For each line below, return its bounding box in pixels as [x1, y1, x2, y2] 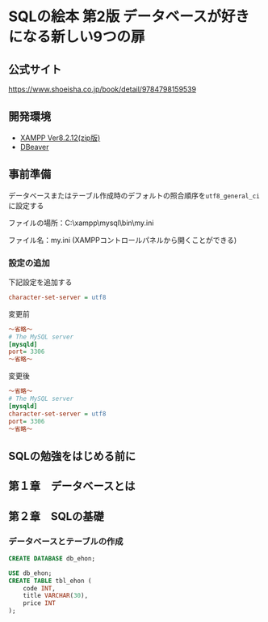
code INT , [23, 584, 57, 592]
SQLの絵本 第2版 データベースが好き [8, 7, 250, 26]
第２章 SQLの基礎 [8, 509, 104, 523]
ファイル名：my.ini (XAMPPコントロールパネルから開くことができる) [8, 235, 237, 245]
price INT [23, 599, 57, 607]
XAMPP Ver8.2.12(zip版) [19, 133, 101, 143]
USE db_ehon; [8, 569, 52, 577]
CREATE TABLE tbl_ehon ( [8, 577, 92, 585]
